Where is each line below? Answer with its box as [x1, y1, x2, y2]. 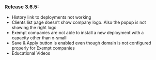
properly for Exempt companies [11, 45, 75, 51]
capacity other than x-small [11, 35, 67, 41]
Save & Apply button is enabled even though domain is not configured [11, 40, 151, 46]
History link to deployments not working [11, 15, 92, 20]
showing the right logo [11, 25, 57, 30]
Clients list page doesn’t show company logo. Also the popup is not [11, 19, 146, 25]
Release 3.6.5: [4, 3, 39, 10]
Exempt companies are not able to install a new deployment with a [11, 30, 144, 36]
